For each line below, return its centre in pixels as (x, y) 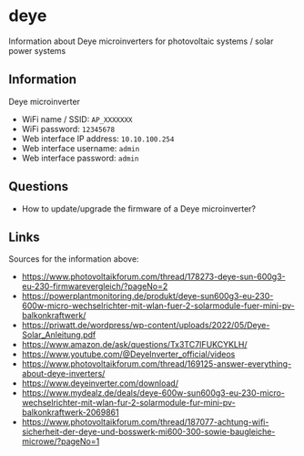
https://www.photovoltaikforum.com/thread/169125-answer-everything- (157, 364)
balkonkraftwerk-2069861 (70, 412)
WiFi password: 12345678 (68, 129)
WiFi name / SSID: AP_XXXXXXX (77, 119)
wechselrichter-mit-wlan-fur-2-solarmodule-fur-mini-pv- (128, 403)
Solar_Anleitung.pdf (59, 335)
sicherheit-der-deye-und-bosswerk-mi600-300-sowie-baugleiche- (148, 432)
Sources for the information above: (74, 259)
